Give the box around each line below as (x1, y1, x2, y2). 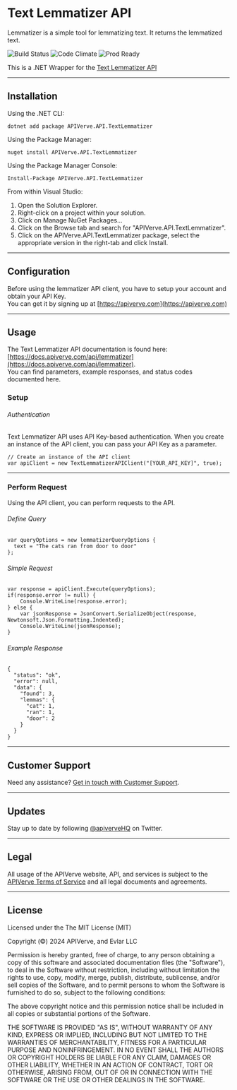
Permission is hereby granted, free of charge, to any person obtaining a (7, 950, 215, 959)
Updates (7, 805, 46, 817)
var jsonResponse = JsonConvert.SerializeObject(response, (20, 610, 197, 617)
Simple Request (7, 564, 53, 572)
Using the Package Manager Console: (7, 161, 118, 170)
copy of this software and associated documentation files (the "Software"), (7, 958, 226, 966)
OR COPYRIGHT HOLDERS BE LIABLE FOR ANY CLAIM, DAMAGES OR (7, 1053, 212, 1061)
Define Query (7, 514, 47, 523)
